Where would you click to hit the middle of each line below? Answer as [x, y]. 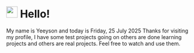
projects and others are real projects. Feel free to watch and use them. [93, 43]
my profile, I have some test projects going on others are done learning [94, 37]
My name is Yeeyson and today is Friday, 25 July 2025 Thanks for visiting [97, 31]
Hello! [35, 14]
